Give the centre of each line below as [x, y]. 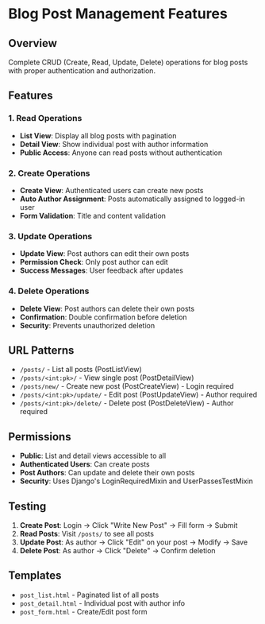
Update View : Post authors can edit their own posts [104, 254]
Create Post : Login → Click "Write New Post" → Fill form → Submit [129, 525]
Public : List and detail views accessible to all [93, 456]
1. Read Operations [45, 118]
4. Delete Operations [49, 291]
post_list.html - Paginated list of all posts [89, 595]
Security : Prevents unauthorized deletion [87, 325]
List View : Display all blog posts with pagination [98, 135]
